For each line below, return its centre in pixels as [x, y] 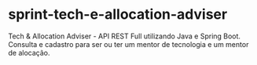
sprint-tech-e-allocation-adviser [118, 14]
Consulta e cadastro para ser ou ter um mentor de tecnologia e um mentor [128, 44]
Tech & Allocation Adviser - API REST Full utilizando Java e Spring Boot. [125, 36]
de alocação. [29, 52]
